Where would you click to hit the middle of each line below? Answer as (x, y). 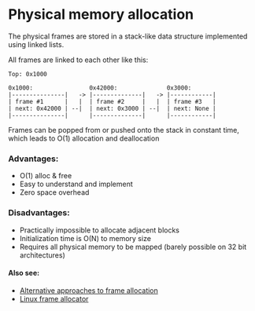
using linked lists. (36, 44)
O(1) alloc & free (46, 176)
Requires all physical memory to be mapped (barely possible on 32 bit (133, 247)
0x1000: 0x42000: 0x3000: (100, 88)
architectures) (42, 255)
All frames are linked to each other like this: (78, 60)
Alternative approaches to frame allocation (89, 290)
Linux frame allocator (54, 298)
